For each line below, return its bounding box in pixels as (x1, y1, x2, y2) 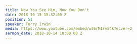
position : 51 (5, 17, 33, 22)
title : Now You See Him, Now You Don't (5, 7, 89, 13)
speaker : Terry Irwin (5, 21, 51, 27)
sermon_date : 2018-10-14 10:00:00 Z (5, 31, 82, 36)
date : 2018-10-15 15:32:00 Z (5, 12, 67, 17)
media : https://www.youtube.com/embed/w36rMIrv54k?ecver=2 (5, 26, 132, 31)
